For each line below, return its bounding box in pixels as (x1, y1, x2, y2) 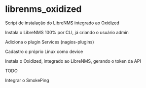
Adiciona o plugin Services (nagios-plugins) (5, 39, 95, 45)
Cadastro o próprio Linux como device (5, 48, 83, 54)
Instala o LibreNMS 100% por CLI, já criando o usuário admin (5, 29, 129, 35)
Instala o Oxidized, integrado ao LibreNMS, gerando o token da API (5, 58, 142, 64)
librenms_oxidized (5, 3, 82, 15)
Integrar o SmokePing (5, 77, 49, 83)
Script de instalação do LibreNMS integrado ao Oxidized (5, 20, 119, 26)
